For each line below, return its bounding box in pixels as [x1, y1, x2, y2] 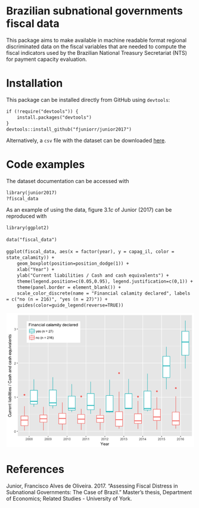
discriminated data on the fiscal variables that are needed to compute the [6, 43, 186, 50]
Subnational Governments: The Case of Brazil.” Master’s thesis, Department [6, 488, 192, 495]
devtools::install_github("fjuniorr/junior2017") [6, 126, 132, 132]
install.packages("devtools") [17, 114, 92, 120]
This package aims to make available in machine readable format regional [6, 36, 186, 44]
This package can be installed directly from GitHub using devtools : [6, 96, 170, 103]
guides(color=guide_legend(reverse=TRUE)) [17, 302, 124, 308]
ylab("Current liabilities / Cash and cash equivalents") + [17, 272, 169, 278]
